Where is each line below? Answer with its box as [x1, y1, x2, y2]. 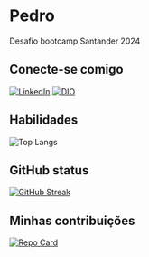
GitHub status [9, 163, 89, 178]
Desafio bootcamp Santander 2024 [9, 35, 141, 46]
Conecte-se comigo [9, 62, 124, 77]
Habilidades [9, 113, 79, 128]
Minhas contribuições [9, 213, 135, 228]
